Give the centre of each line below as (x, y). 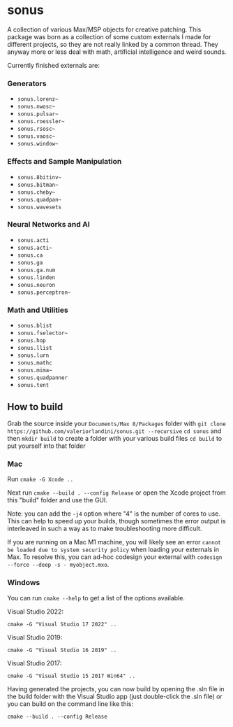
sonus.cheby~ (36, 192)
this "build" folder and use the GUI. (58, 500)
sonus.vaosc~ (36, 136)
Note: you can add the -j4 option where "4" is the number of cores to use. (114, 514)
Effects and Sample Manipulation (65, 162)
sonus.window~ (38, 144)
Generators (27, 83)
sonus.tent (33, 386)
